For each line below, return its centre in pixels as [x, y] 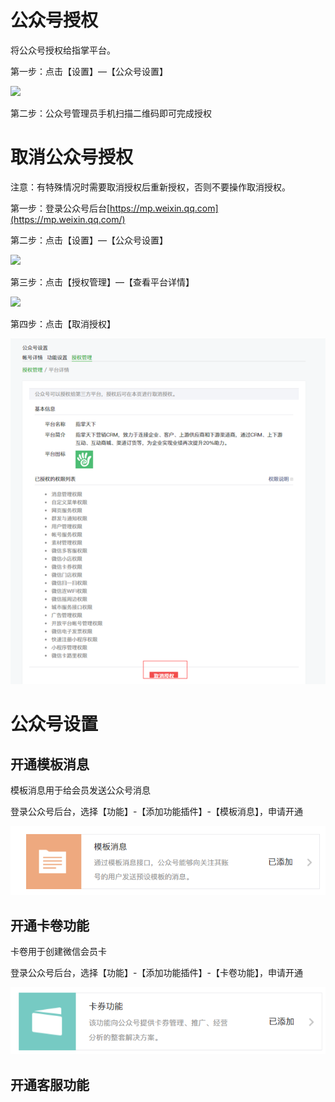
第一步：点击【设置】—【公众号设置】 [89, 71]
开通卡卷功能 [50, 925]
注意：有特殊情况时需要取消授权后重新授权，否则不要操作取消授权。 [150, 187]
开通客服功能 [50, 1084]
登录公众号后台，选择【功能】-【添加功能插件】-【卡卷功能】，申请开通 [156, 973]
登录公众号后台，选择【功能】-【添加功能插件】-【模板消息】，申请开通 [156, 812]
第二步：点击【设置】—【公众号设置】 [89, 240]
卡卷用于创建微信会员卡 [58, 952]
